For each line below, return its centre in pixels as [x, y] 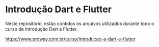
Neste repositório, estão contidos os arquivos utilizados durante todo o [80, 24]
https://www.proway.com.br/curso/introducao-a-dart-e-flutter [71, 39]
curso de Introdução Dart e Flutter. [42, 29]
